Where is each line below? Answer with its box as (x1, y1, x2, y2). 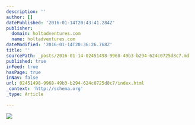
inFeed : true (6, 63, 39, 70)
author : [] (6, 14, 33, 20)
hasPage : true (6, 69, 41, 75)
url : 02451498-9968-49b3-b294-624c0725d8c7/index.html (6, 81, 145, 86)
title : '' (6, 47, 31, 53)
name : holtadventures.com (11, 36, 76, 42)
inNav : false (6, 75, 39, 81)
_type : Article (6, 91, 44, 97)
